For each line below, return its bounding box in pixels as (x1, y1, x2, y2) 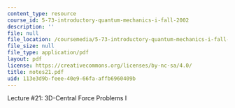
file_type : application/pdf (7, 49, 90, 56)
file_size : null (7, 43, 55, 49)
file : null (7, 29, 39, 37)
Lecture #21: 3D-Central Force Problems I (7, 94, 127, 102)
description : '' (7, 23, 55, 30)
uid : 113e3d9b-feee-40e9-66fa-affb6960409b (7, 75, 136, 82)
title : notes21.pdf (7, 68, 64, 75)
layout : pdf (7, 56, 42, 63)
